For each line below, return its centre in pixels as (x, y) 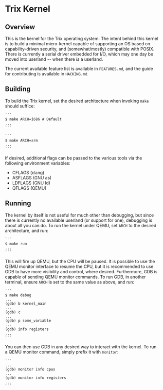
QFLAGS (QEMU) (29, 188)
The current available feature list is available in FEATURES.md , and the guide (79, 69)
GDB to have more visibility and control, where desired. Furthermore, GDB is (81, 271)
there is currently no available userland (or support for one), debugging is (79, 220)
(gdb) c (13, 312)
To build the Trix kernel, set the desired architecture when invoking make (77, 101)
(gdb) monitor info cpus (30, 369)
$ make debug (18, 295)
